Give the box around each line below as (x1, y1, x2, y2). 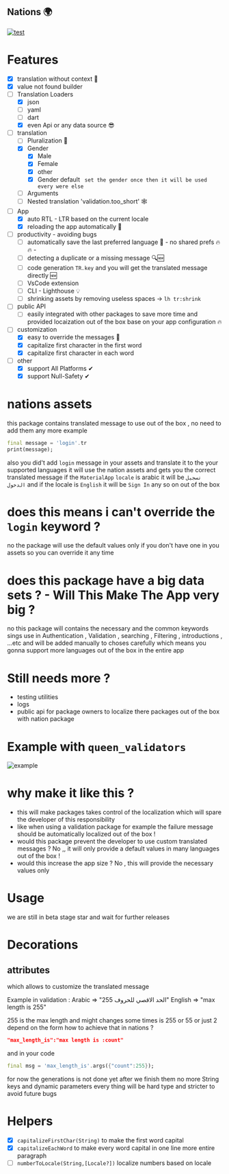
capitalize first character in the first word (27, 341, 142, 349)
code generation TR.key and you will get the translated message (27, 264, 208, 271)
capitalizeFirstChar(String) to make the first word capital (16, 1136, 185, 1144)
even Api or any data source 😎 (27, 121, 115, 130)
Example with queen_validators (7, 739, 187, 755)
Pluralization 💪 (27, 136, 68, 145)
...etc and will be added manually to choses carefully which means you (7, 639, 206, 647)
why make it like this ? (7, 785, 135, 801)
